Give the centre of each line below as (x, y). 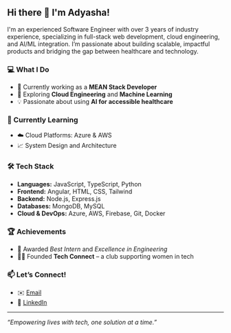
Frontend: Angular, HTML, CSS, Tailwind (75, 191)
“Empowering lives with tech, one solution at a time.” (82, 322)
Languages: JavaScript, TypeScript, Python (79, 184)
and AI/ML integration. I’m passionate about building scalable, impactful (109, 44)
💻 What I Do (28, 69)
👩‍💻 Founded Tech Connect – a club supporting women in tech (105, 256)
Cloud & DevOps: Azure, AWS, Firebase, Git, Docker (91, 213)
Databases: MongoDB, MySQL (61, 206)
